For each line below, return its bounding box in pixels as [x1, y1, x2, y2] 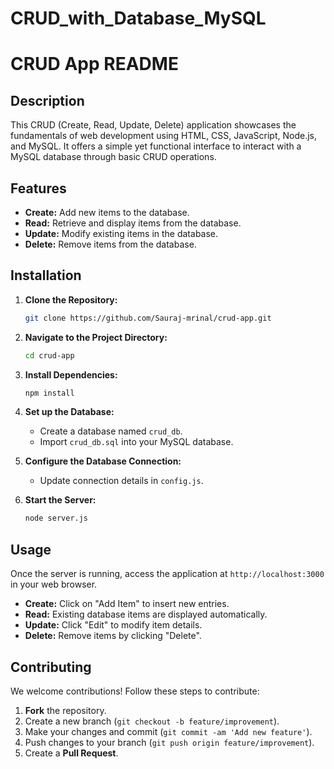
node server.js [24, 513, 89, 524]
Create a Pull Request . [24, 747, 119, 759]
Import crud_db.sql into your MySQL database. [39, 436, 234, 448]
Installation [10, 267, 82, 284]
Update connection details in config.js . [39, 475, 204, 487]
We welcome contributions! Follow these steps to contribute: [10, 685, 260, 697]
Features [10, 180, 67, 197]
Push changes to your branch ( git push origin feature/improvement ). [24, 736, 315, 748]
